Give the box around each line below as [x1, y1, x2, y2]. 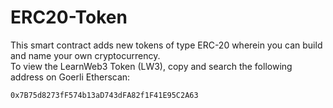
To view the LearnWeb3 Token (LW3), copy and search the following [10, 60, 293, 72]
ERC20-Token [10, 6, 128, 29]
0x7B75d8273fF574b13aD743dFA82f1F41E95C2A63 [10, 90, 199, 100]
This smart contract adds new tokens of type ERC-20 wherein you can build [10, 39, 323, 51]
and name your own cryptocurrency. [10, 49, 161, 61]
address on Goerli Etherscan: [10, 71, 131, 83]
